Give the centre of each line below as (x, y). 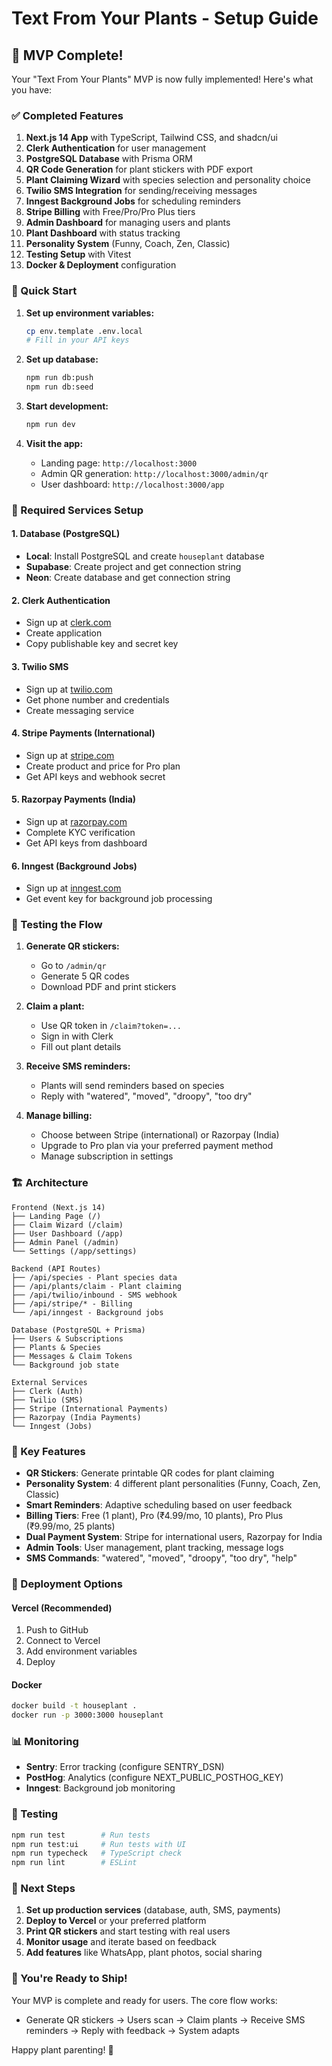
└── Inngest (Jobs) (52, 1426)
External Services (49, 1382)
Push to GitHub (57, 1630)
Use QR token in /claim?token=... (111, 1026)
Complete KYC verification (80, 832)
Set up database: (62, 359)
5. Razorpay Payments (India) (74, 799)
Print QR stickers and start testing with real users (128, 1931)
